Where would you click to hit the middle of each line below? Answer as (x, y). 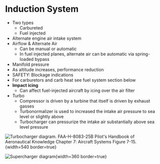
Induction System (42, 9)
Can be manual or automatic (48, 49)
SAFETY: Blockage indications (43, 75)
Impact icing (25, 85)
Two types (23, 23)
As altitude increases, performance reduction (58, 69)
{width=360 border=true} (81, 156)
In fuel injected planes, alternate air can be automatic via (77, 54)
